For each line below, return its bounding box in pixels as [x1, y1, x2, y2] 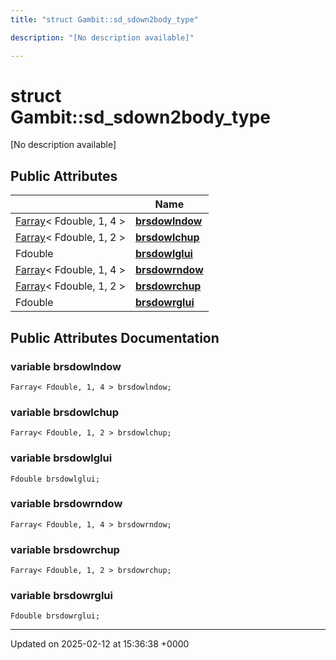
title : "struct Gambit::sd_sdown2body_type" [10, 14, 199, 25]
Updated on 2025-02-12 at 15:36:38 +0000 [10, 638, 190, 650]
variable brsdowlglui [10, 451, 113, 465]
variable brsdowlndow [10, 359, 122, 373]
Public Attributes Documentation [10, 329, 220, 346]
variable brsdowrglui [10, 589, 113, 603]
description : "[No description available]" [10, 32, 195, 43]
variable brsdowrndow [10, 497, 123, 511]
